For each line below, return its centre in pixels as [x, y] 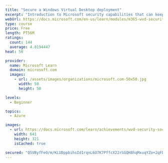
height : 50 [30, 88]
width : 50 [28, 84]
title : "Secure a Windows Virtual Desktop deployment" [63, 10]
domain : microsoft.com [33, 70]
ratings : [14, 38]
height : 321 [26, 139]
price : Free [17, 28]
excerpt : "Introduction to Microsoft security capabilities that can [79, 14]
